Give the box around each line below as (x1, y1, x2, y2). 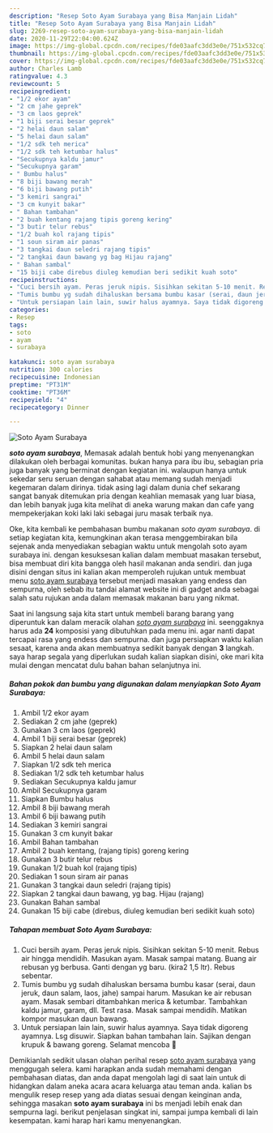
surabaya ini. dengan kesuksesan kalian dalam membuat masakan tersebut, (9, 550, 262, 560)
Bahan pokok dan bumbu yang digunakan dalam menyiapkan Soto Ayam (9, 678, 262, 689)
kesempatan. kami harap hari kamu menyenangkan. (9, 1116, 181, 1126)
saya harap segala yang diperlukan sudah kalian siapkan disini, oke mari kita (9, 652, 264, 661)
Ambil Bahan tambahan (20, 837, 100, 847)
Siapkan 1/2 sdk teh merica (20, 759, 112, 770)
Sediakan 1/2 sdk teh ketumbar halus (20, 768, 144, 778)
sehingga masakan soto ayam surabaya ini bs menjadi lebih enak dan (9, 1099, 242, 1109)
